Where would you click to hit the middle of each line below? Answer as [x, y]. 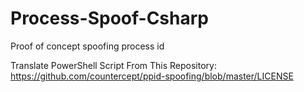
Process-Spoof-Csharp [109, 18]
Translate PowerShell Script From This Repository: [113, 65]
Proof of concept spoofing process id [87, 46]
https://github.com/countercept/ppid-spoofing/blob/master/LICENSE [152, 76]
